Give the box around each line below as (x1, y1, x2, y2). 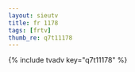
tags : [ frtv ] (8, 26, 52, 34)
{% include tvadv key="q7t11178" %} (8, 55, 128, 65)
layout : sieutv (8, 11, 59, 20)
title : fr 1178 (8, 19, 59, 27)
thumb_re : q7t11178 (8, 33, 73, 42)
